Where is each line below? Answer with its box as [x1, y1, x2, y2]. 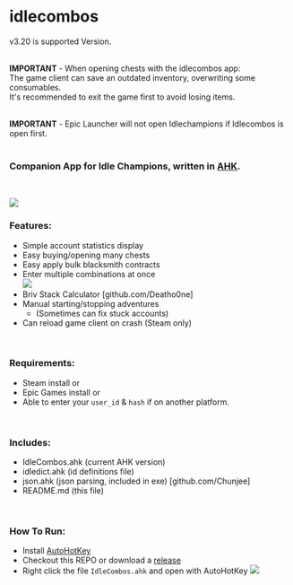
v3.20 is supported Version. [9, 36, 112, 47]
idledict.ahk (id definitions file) [22, 467, 134, 477]
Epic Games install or [22, 387, 101, 397]
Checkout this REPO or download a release [22, 554, 182, 566]
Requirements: [9, 357, 75, 370]
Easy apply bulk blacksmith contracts [22, 258, 160, 270]
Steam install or [22, 377, 81, 388]
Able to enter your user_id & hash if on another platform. [22, 397, 230, 407]
